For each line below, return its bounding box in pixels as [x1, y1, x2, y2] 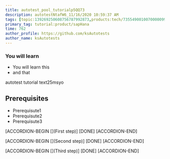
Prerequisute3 [12, 118, 42, 124]
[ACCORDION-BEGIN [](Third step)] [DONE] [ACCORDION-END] [5, 148, 139, 154]
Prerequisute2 [12, 113, 42, 119]
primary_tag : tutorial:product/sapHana [5, 21, 90, 27]
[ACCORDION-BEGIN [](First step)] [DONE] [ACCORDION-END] [5, 128, 138, 134]
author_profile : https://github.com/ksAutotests [5, 31, 110, 36]
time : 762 [5, 26, 26, 31]
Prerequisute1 [12, 107, 41, 113]
